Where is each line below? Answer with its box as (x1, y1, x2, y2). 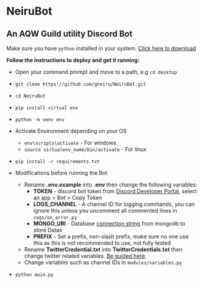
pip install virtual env (15, 105, 78, 111)
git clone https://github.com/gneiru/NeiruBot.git (15, 81, 146, 87)
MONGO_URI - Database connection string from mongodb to (33, 220, 185, 227)
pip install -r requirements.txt (15, 158, 100, 165)
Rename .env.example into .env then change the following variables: (24, 181, 198, 188)
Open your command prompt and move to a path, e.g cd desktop (15, 68, 177, 76)
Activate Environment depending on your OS (15, 127, 127, 135)
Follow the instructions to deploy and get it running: (6, 57, 140, 63)
